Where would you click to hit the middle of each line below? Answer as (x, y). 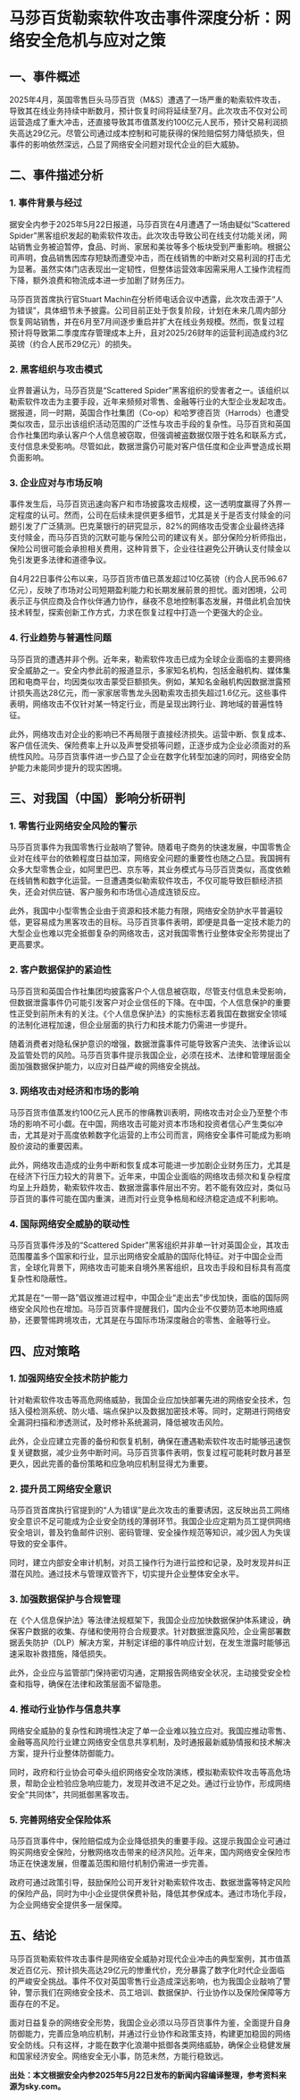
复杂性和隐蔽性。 (41, 1279)
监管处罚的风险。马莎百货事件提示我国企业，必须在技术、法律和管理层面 (150, 1054)
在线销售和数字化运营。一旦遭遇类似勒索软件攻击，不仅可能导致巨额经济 (142, 881)
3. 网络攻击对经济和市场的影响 (74, 1091)
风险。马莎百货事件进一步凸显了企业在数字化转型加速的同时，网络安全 (154, 756)
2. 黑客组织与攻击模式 (56, 369)
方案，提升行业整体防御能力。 (64, 1753)
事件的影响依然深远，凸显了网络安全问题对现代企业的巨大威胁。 (126, 144)
